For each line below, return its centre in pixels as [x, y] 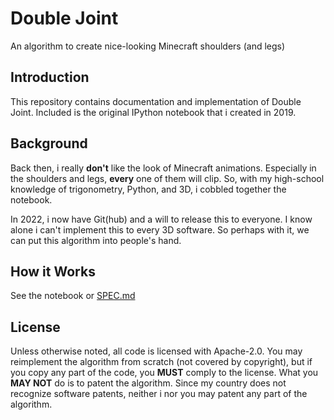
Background [49, 143]
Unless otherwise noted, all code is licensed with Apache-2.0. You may [156, 351]
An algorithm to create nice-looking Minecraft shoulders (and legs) [148, 46]
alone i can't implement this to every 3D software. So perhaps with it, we [160, 229]
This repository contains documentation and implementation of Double [156, 101]
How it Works [53, 271]
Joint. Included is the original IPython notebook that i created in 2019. [153, 112]
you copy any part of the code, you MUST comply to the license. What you [164, 373]
